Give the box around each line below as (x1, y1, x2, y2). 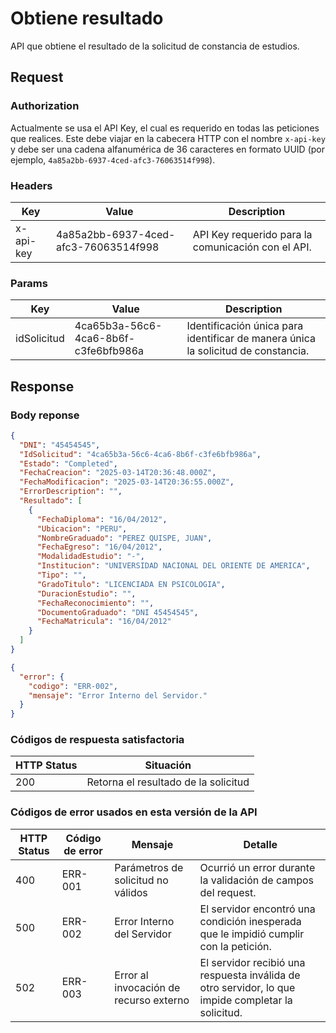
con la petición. (199, 939, 272, 953)
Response (10, 378, 75, 395)
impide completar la (199, 993, 293, 1007)
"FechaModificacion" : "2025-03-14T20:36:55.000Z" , (19, 477, 235, 487)
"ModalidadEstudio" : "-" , (36, 552, 145, 562)
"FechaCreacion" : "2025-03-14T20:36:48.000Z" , (19, 468, 217, 478)
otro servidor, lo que (199, 980, 296, 994)
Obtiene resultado (10, 7, 164, 30)
